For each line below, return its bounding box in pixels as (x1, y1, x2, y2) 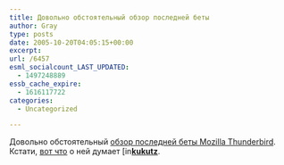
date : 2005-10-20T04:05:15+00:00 (9, 37, 134, 47)
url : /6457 (9, 54, 50, 63)
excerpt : (9, 46, 42, 55)
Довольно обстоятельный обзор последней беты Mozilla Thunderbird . (9, 136, 277, 147)
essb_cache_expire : (9, 79, 82, 88)
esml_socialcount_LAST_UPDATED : (9, 63, 129, 72)
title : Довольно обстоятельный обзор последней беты (9, 12, 210, 22)
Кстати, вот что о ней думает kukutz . (9, 146, 161, 157)
